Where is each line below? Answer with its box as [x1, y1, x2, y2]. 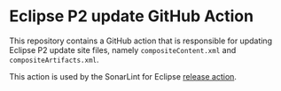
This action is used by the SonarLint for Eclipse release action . [9, 71, 238, 81]
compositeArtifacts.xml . [9, 54, 99, 64]
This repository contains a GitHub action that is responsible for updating [9, 35, 273, 46]
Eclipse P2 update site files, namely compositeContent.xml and [9, 44, 237, 55]
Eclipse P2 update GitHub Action [9, 6, 254, 27]
